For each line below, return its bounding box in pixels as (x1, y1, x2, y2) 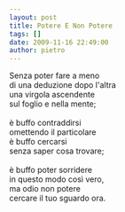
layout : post (9, 12, 58, 22)
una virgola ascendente (9, 90, 96, 100)
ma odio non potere (9, 184, 82, 194)
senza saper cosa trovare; (9, 145, 105, 156)
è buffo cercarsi (9, 137, 67, 147)
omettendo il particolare (9, 127, 97, 137)
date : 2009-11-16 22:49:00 (9, 37, 109, 47)
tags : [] (9, 29, 42, 38)
